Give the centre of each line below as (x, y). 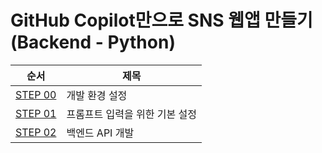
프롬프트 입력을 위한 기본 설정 (131, 114)
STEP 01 (36, 113)
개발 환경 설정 (97, 95)
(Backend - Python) (93, 42)
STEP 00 (36, 94)
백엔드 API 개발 (100, 133)
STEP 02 (36, 132)
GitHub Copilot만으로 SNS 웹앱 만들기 (161, 20)
